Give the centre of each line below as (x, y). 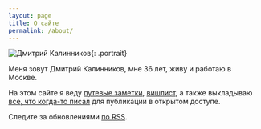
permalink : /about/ (41, 30)
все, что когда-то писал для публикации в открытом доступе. (114, 102)
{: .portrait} (109, 54)
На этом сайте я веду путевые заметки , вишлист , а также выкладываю (130, 93)
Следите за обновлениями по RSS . (68, 117)
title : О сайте (34, 23)
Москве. (23, 78)
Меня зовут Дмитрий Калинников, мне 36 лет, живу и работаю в (120, 69)
